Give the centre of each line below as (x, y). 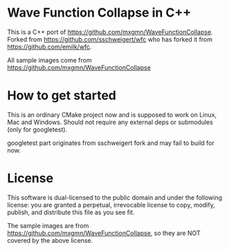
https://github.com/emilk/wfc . (49, 46)
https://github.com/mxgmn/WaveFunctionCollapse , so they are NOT (104, 233)
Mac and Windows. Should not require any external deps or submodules (110, 122)
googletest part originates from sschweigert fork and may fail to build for (111, 143)
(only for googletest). (37, 129)
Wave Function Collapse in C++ (99, 13)
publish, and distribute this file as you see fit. (71, 212)
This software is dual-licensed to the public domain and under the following (115, 197)
